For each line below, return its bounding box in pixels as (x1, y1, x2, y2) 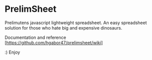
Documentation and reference (4, 34, 66, 40)
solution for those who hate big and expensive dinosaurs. (4, 25, 123, 30)
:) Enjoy (4, 49, 20, 55)
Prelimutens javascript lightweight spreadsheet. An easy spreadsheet (4, 20, 148, 26)
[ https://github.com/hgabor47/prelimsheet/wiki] (4, 39, 103, 45)
